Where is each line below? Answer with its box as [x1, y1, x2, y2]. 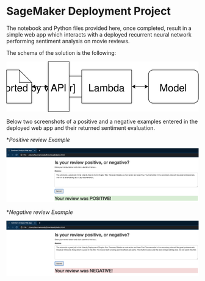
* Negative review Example [6, 208, 73, 216]
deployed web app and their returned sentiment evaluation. [6, 124, 156, 132]
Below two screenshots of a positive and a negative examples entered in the [6, 118, 198, 126]
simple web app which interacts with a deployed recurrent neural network [6, 30, 192, 38]
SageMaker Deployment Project [6, 4, 171, 18]
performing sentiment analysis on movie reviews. [6, 37, 130, 44]
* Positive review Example [6, 136, 70, 144]
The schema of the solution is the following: [6, 49, 117, 56]
